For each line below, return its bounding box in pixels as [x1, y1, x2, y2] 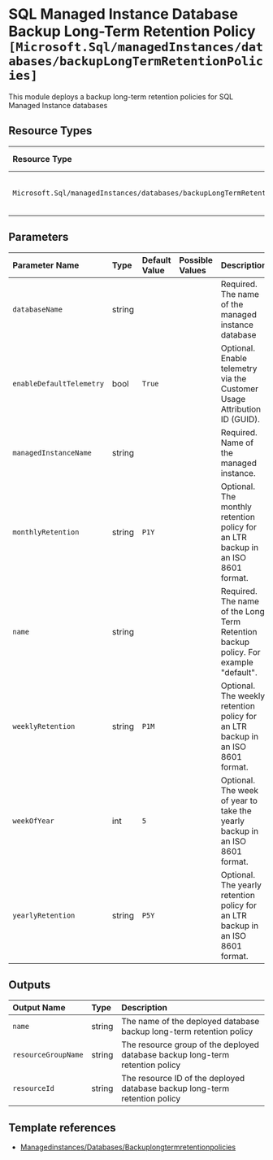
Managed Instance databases [8, 100, 108, 110]
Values [178, 264, 206, 276]
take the [220, 805, 252, 816]
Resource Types [8, 124, 93, 138]
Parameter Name [12, 259, 80, 271]
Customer [220, 383, 258, 395]
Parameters [8, 230, 69, 244]
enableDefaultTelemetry [12, 379, 105, 388]
